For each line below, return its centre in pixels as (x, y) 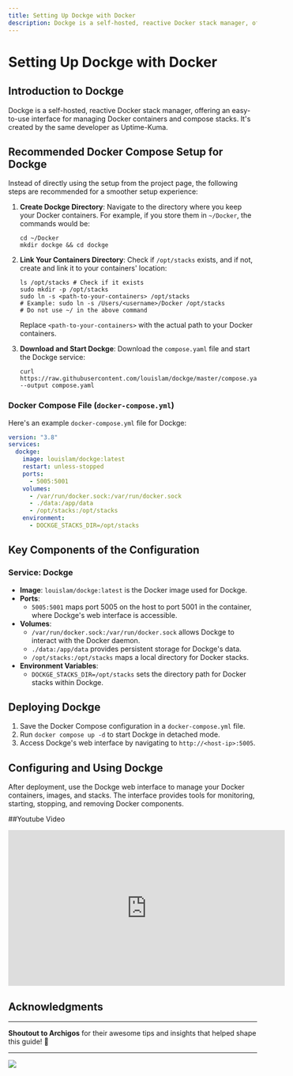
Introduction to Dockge (66, 91)
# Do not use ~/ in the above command (83, 311)
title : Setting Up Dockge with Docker (72, 15)
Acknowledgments (56, 1007)
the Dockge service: (52, 358)
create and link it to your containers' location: (93, 268)
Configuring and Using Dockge (86, 768)
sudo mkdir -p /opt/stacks (64, 290)
